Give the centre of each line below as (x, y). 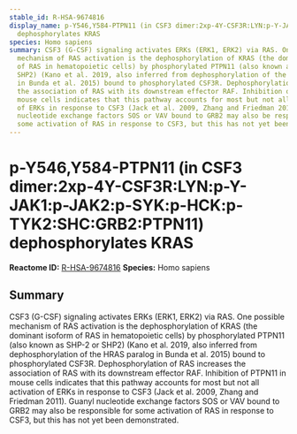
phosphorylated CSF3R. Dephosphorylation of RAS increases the (128, 363)
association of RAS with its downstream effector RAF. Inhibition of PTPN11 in (148, 373)
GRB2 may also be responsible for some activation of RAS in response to (141, 410)
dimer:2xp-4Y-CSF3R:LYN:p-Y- (128, 187)
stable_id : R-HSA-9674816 (57, 17)
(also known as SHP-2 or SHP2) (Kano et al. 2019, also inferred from (133, 345)
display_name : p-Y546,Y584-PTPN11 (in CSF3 (91, 26)
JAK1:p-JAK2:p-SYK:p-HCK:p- (126, 206)
